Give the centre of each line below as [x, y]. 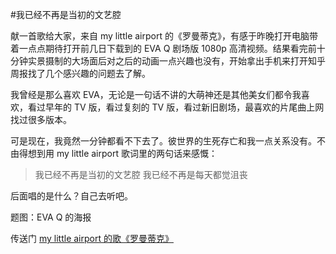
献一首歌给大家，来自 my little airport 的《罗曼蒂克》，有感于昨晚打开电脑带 [164, 36]
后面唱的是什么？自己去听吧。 [71, 196]
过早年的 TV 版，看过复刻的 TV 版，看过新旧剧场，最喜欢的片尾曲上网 [180, 107]
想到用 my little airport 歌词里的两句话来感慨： [122, 153]
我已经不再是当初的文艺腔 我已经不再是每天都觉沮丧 [141, 174]
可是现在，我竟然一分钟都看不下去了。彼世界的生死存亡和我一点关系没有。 [163, 141]
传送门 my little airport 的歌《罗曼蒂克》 [92, 238]
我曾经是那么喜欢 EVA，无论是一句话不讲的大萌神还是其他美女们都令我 [156, 94]
